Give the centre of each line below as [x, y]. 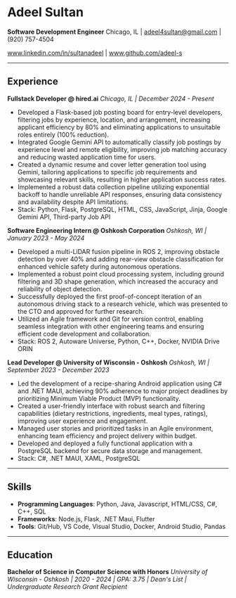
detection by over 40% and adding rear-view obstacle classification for [120, 259]
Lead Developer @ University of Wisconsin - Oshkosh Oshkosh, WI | [109, 362]
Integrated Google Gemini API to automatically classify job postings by [119, 142]
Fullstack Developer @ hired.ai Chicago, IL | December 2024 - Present [111, 98]
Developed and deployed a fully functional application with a [105, 443]
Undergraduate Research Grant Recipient [67, 587]
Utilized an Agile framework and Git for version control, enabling [110, 319]
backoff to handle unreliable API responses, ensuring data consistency [120, 194]
